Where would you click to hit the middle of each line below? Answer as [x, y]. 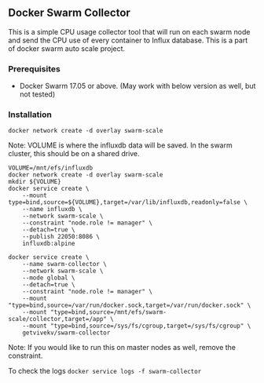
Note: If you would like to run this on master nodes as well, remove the [122, 348]
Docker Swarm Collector [70, 13]
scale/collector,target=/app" [58, 319]
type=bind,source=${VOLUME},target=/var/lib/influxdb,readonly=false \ [128, 202]
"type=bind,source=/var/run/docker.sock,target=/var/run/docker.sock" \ [130, 305]
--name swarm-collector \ [65, 264]
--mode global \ [49, 278]
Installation [30, 115]
